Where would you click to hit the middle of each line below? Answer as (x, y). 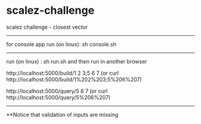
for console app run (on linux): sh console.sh (61, 44)
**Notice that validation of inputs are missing (62, 114)
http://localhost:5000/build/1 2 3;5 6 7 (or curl (63, 73)
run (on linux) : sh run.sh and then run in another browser (77, 61)
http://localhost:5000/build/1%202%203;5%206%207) (74, 79)
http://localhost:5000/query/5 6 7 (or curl (57, 91)
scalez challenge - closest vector (47, 27)
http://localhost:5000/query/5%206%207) (58, 97)
